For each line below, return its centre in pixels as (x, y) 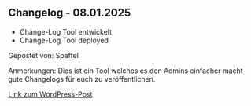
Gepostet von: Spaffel (43, 55)
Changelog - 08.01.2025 (70, 13)
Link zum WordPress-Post (50, 94)
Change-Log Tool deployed (64, 40)
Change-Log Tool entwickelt (66, 31)
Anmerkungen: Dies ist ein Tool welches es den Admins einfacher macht (125, 71)
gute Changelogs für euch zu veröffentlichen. (82, 79)
